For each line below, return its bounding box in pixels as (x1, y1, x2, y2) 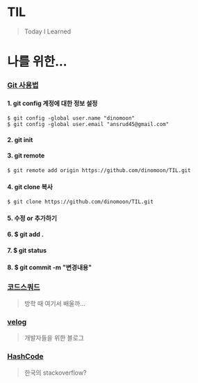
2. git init (7, 135, 33, 143)
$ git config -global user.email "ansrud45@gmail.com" (7, 121, 170, 128)
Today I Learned (24, 27, 72, 36)
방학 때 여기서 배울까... (24, 299, 85, 307)
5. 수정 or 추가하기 (7, 214, 58, 222)
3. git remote (7, 151, 45, 160)
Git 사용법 (7, 81, 39, 91)
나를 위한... (7, 54, 67, 70)
